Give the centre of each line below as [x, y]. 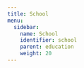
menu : [15, 21]
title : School [28, 14]
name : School [39, 34]
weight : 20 [36, 54]
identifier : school [49, 40]
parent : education [47, 47]
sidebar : [26, 27]
